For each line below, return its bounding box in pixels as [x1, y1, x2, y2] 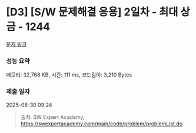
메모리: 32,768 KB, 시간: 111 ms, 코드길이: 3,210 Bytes [6, 71, 132, 78]
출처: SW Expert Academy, [20, 113, 85, 121]
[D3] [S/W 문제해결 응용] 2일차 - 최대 [6, 5, 178, 19]
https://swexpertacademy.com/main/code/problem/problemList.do [20, 120, 183, 127]
